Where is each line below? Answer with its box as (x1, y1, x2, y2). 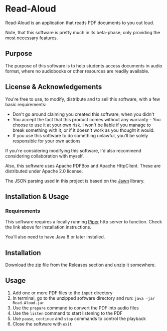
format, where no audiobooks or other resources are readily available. (5, 68, 149, 74)
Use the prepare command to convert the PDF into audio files (12, 305, 139, 311)
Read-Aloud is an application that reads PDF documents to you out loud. (5, 20, 154, 26)
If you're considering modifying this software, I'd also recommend (5, 147, 141, 153)
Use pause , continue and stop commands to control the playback (12, 315, 146, 321)
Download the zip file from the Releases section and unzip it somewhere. (5, 262, 156, 268)
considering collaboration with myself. (5, 153, 84, 159)
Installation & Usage (5, 192, 69, 201)
